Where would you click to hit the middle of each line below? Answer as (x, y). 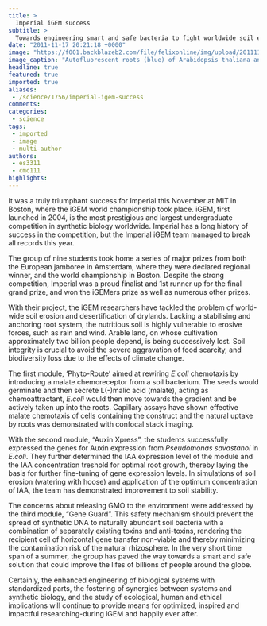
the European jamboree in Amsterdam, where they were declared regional (129, 266)
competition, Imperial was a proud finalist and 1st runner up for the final (125, 284)
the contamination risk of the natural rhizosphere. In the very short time (125, 547)
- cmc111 (26, 171)
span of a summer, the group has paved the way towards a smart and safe (130, 556)
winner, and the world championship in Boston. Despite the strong (116, 275)
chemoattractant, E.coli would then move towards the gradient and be (122, 399)
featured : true (33, 75)
